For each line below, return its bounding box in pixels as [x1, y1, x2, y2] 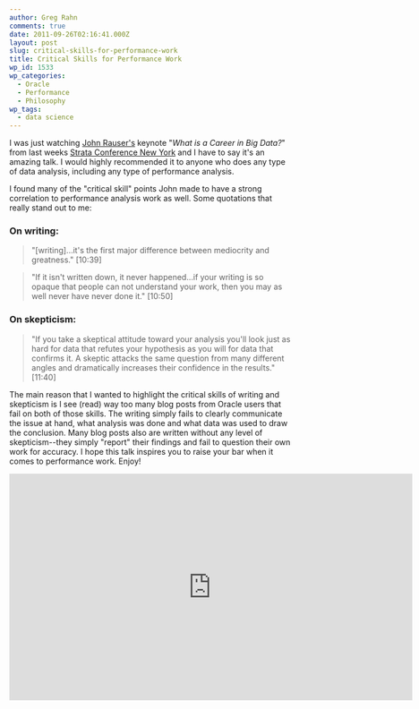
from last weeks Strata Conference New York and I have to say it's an [9, 147, 266, 158]
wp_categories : [9, 72, 66, 81]
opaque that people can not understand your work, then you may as [30, 281, 283, 292]
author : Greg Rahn [9, 13, 78, 22]
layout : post [9, 38, 58, 47]
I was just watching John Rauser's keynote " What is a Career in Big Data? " [9, 138, 286, 149]
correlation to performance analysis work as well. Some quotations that [9, 193, 273, 204]
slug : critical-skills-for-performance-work [9, 47, 178, 56]
